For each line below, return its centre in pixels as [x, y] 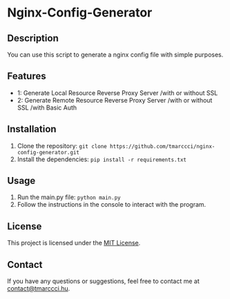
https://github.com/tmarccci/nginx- [162, 146]
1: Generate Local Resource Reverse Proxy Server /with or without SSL [117, 93]
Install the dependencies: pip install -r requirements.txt [102, 159]
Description [33, 38]
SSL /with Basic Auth [47, 107]
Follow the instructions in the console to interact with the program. [112, 205]
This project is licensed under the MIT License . [74, 243]
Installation [32, 129]
